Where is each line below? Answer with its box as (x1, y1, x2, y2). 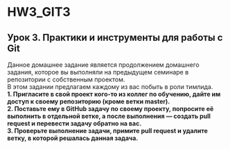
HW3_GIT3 (7, 4, 71, 20)
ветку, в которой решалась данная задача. (7, 134, 139, 142)
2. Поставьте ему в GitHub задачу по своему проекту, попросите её (7, 105, 214, 112)
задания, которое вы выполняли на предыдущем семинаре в (7, 68, 189, 76)
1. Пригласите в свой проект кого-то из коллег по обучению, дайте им (7, 90, 221, 98)
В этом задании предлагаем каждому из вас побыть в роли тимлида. (7, 83, 213, 90)
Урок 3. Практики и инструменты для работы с (7, 32, 223, 43)
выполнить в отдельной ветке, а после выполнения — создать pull (7, 112, 211, 120)
